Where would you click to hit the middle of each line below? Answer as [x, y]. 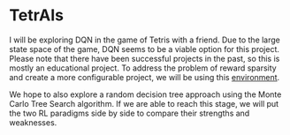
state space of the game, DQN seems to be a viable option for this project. [145, 49]
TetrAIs [37, 15]
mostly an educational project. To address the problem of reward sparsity [143, 68]
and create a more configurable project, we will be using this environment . [145, 77]
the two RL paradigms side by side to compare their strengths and [130, 113]
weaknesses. [33, 122]
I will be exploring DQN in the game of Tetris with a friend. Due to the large [145, 40]
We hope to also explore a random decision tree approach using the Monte [145, 94]
